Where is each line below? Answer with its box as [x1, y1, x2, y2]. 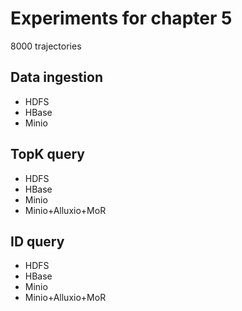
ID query [10, 233, 65, 250]
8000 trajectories [10, 40, 82, 52]
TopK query [10, 146, 85, 163]
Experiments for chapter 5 [10, 7, 233, 30]
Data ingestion [10, 69, 103, 86]
